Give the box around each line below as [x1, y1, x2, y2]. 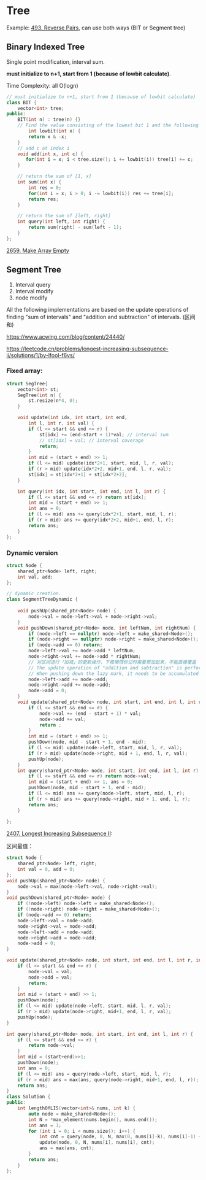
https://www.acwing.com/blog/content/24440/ [6, 333, 125, 341]
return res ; [28, 196, 59, 202]
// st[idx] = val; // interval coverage [39, 437, 144, 444]
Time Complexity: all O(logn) [6, 82, 78, 89]
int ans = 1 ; [28, 1122, 62, 1128]
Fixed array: [6, 366, 43, 375]
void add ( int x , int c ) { [17, 151, 84, 157]
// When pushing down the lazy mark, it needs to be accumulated [28, 670, 199, 677]
